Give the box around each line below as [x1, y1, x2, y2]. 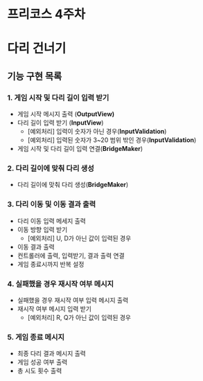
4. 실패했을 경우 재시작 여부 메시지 [7, 278, 114, 288]
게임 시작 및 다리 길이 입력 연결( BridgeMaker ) [17, 145, 143, 153]
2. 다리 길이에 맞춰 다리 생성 [7, 163, 95, 173]
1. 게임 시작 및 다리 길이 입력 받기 [7, 93, 109, 103]
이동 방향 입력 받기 [17, 225, 68, 233]
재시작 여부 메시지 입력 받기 [17, 304, 92, 312]
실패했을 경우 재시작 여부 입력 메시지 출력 [17, 296, 129, 304]
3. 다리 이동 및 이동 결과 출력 [7, 200, 96, 209]
